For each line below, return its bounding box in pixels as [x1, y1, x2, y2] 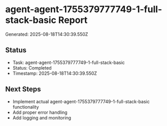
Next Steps [5, 85, 41, 93]
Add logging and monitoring [12, 114, 72, 120]
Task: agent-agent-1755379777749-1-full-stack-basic [12, 59, 125, 66]
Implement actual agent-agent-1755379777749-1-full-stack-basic [12, 98, 150, 105]
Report [58, 14, 88, 26]
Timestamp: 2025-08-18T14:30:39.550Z [12, 70, 97, 76]
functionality [12, 104, 39, 110]
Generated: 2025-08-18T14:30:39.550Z [5, 31, 88, 37]
